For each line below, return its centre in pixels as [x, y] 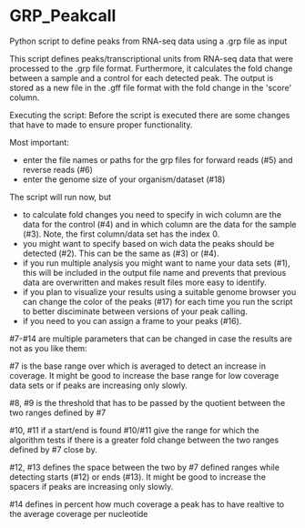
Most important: [40, 142]
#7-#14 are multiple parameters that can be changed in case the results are [151, 339]
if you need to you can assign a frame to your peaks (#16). [132, 320]
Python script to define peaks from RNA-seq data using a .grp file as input [148, 41]
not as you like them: [49, 348]
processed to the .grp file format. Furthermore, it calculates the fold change [151, 68]
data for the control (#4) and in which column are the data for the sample [160, 224]
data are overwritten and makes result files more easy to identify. [144, 282]
